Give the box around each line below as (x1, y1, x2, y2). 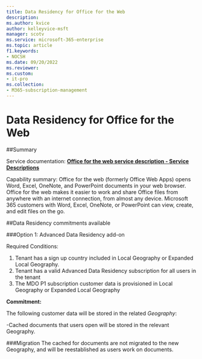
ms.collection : (6, 82, 45, 88)
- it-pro (6, 76, 28, 82)
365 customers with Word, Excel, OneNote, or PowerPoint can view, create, (6, 201, 194, 208)
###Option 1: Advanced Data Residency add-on (6, 231, 125, 238)
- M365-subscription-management (6, 87, 87, 93)
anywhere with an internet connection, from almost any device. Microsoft (6, 195, 188, 202)
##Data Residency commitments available (6, 219, 110, 226)
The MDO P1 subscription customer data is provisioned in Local (14, 279, 173, 287)
